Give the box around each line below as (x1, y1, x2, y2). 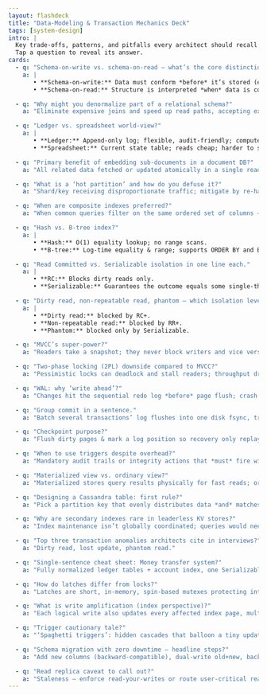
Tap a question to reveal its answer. (15, 49, 145, 57)
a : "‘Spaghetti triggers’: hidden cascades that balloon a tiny (22, 631, 240, 639)
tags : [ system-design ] (8, 26, 83, 34)
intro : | (8, 33, 37, 42)
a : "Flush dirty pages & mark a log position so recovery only (22, 435, 237, 443)
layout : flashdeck (8, 11, 69, 20)
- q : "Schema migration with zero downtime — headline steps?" (15, 646, 229, 654)
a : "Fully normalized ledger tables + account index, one (22, 566, 219, 574)
